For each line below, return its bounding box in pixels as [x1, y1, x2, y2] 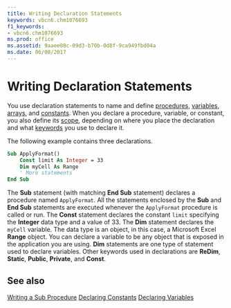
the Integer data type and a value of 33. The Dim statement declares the [7, 218, 214, 226]
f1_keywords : [7, 23, 45, 30]
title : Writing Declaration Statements [7, 10, 122, 17]
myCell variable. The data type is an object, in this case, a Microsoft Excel [7, 226, 216, 234]
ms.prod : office [7, 36, 54, 43]
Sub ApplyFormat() [7, 150, 60, 157]
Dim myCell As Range [19, 163, 79, 170]
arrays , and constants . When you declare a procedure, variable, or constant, [7, 109, 225, 117]
